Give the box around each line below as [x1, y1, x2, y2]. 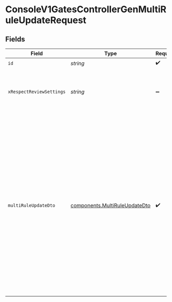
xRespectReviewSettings [8, 89, 66, 95]
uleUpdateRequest [5, 14, 87, 26]
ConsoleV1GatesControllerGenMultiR [5, 4, 166, 15]
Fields [5, 35, 26, 43]
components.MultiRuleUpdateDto [71, 202, 151, 209]
